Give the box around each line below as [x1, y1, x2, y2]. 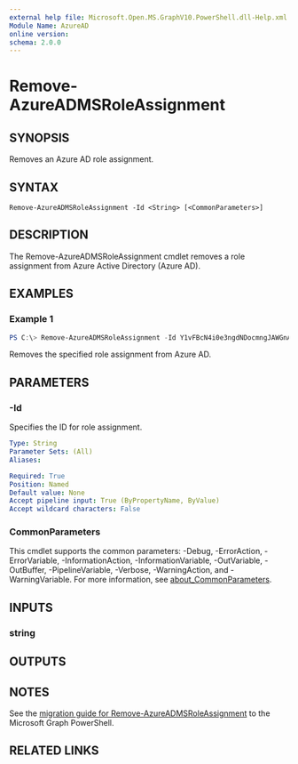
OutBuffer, [9, 565, 47, 575]
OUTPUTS [9, 655, 67, 670]
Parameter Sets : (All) [9, 447, 93, 456]
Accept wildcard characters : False [9, 504, 141, 514]
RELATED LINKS [9, 744, 99, 759]
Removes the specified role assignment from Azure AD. [9, 349, 211, 360]
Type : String [9, 439, 58, 448]
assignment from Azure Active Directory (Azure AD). [9, 260, 201, 271]
